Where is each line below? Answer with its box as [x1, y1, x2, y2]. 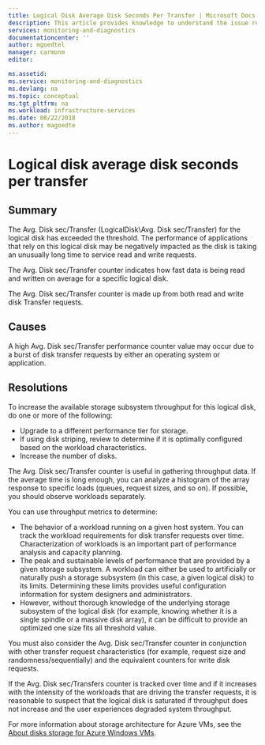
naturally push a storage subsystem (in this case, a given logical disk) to [19, 573, 255, 582]
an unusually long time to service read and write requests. [8, 250, 197, 259]
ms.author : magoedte [8, 122, 77, 130]
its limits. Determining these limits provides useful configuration [19, 580, 226, 590]
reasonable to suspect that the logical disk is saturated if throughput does [8, 695, 248, 705]
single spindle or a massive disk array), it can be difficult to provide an [19, 615, 248, 624]
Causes [8, 320, 47, 334]
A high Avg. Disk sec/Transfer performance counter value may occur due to [8, 341, 255, 350]
